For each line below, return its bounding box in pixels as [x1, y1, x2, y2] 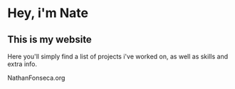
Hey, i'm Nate [7, 5, 89, 21]
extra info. [7, 60, 38, 68]
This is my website [7, 33, 93, 46]
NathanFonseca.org [7, 73, 66, 82]
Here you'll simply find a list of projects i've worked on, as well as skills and [7, 52, 229, 61]
